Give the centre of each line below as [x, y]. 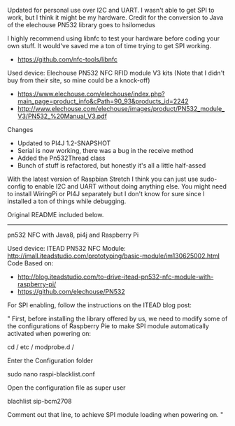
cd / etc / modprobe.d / [41, 347]
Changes [20, 130]
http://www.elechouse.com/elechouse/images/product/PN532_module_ [121, 109]
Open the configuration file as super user [66, 388]
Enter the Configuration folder [50, 360]
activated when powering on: [49, 333]
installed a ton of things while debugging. [67, 201]
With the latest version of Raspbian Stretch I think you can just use [103, 179]
